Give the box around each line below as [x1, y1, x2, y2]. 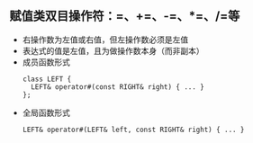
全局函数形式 [22, 107, 70, 118]
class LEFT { [22, 75, 72, 84]
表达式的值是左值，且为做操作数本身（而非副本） [22, 45, 204, 56]
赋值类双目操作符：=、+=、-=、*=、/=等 [9, 8, 240, 24]
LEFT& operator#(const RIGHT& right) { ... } [31, 82, 204, 92]
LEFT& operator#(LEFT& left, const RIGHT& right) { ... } [22, 125, 245, 134]
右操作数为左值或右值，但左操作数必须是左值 [22, 34, 189, 45]
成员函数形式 [22, 57, 70, 67]
